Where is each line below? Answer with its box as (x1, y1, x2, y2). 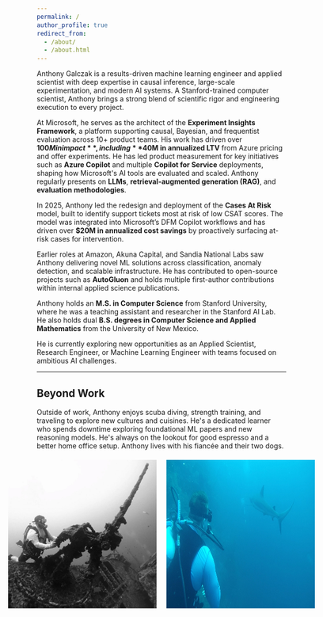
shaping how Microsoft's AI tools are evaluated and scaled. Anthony (36, 169, 259, 178)
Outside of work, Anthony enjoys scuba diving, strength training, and (36, 407, 261, 417)
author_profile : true (36, 21, 108, 29)
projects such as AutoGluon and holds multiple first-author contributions (36, 275, 275, 284)
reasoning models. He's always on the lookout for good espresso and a (36, 432, 269, 442)
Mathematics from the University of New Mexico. (36, 324, 199, 333)
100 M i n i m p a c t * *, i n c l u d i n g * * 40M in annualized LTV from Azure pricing (36, 143, 283, 153)
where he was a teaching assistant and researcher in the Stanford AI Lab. (36, 307, 276, 317)
